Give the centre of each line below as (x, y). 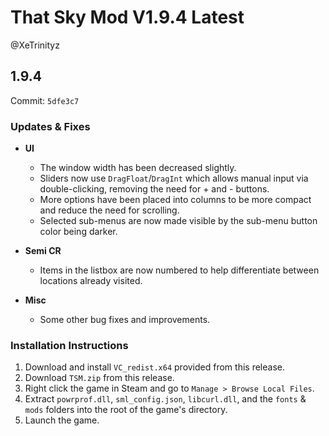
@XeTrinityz (35, 45)
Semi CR (43, 251)
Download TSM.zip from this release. (99, 378)
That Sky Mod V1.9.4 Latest (127, 17)
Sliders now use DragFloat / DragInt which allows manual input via (174, 178)
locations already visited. (91, 281)
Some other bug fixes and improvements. (125, 320)
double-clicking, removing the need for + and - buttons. (154, 189)
